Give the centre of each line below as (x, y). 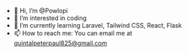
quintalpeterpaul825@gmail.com (60, 43)
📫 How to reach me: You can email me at (73, 33)
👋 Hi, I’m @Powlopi (40, 11)
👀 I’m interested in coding (50, 18)
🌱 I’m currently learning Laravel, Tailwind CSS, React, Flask (98, 25)
